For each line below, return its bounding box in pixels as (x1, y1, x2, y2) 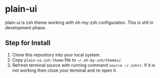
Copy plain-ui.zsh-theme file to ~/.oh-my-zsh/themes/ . (12, 57, 122, 63)
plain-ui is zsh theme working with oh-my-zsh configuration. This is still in (5, 19, 154, 25)
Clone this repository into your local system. (12, 52, 101, 58)
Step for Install (5, 39, 51, 47)
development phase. (5, 24, 46, 30)
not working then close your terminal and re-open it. (12, 67, 117, 73)
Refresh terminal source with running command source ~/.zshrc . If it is (12, 62, 155, 68)
